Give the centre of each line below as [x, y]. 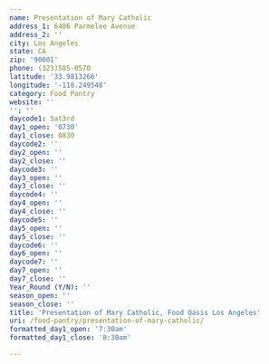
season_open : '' [40, 295]
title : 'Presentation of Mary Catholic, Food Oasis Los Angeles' [135, 312]
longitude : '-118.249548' [58, 85]
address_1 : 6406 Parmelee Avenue [72, 26]
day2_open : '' [36, 152]
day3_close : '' [38, 187]
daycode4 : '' [34, 195]
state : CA [28, 52]
